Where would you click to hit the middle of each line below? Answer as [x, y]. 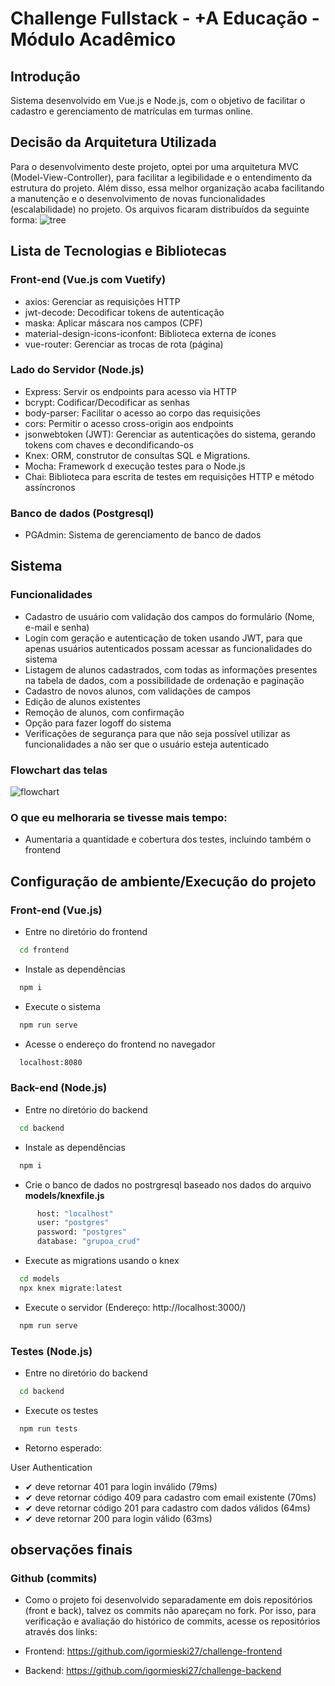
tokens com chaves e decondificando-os [109, 444]
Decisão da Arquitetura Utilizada [113, 142]
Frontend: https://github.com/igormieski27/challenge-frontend [153, 1651]
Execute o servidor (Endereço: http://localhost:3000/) [135, 1307]
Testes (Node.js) [51, 1351]
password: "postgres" [82, 1232]
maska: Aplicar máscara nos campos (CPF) [113, 323]
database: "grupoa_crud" [88, 1242]
